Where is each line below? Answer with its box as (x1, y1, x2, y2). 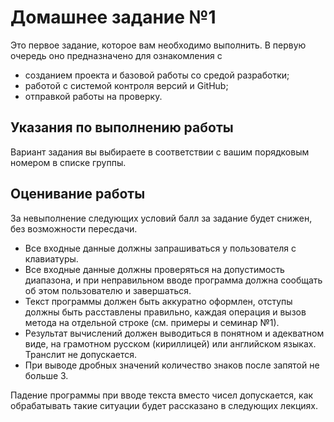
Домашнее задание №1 (10, 6, 217, 29)
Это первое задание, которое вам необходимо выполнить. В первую (10, 39, 307, 51)
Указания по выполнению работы (10, 119, 234, 136)
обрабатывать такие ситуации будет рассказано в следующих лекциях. (10, 399, 318, 411)
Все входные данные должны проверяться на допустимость (24, 263, 285, 275)
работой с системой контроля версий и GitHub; (24, 79, 229, 91)
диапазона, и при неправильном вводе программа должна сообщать (24, 274, 323, 286)
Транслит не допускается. (24, 348, 138, 360)
